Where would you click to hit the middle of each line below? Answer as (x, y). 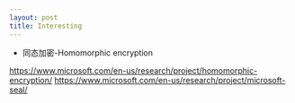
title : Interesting (46, 26)
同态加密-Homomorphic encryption (88, 52)
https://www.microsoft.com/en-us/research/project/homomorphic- (134, 70)
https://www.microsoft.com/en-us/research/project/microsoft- (170, 80)
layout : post (34, 17)
